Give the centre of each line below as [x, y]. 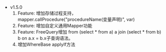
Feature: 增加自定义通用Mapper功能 [55, 25]
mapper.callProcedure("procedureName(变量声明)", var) [76, 19]
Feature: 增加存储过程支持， [47, 13]
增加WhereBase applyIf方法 [46, 44]
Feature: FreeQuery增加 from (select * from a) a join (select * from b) [89, 32]
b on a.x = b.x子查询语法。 [45, 38]
